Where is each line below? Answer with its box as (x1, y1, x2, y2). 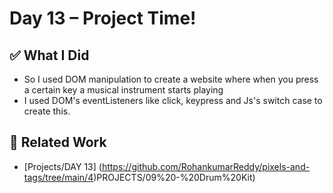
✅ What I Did (9, 47, 90, 64)
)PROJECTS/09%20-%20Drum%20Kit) (93, 171, 256, 183)
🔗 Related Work (9, 134, 107, 151)
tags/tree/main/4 (23, 171, 94, 183)
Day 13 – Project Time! (9, 7, 197, 30)
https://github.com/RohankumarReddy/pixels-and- (101, 160, 311, 172)
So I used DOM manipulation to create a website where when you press (23, 73, 319, 85)
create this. (23, 105, 71, 117)
